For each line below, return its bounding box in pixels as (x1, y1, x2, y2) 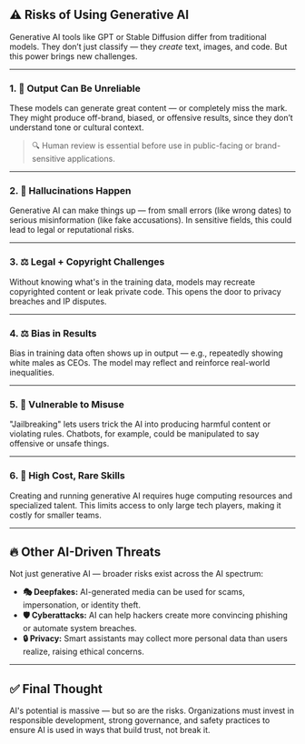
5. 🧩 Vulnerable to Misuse (9, 397, 124, 410)
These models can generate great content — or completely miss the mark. (9, 103, 288, 114)
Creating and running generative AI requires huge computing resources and (9, 490, 293, 501)
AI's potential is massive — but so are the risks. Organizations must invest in (9, 705, 295, 717)
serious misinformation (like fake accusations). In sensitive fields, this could (9, 215, 292, 226)
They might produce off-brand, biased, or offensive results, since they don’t (9, 113, 293, 124)
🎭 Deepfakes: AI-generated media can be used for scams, (22, 587, 245, 598)
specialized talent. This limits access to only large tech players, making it (9, 499, 281, 510)
